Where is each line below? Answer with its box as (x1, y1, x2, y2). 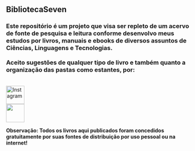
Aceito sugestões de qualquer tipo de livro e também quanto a (6, 58, 186, 66)
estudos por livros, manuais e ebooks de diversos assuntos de (6, 37, 187, 45)
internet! (6, 139, 28, 146)
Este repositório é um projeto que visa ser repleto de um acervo (6, 22, 190, 30)
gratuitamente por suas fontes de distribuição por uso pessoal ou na (6, 133, 176, 140)
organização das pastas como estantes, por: (6, 66, 135, 74)
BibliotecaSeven (6, 5, 67, 15)
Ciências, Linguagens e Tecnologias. (6, 44, 113, 52)
